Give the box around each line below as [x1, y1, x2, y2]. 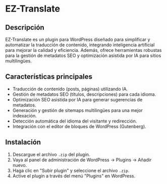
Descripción [5, 23, 44, 32]
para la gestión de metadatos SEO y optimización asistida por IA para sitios [5, 52, 161, 58]
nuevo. [12, 162, 27, 168]
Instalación [5, 138, 41, 147]
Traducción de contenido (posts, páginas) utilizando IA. [12, 86, 128, 92]
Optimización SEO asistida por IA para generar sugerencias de [12, 96, 143, 102]
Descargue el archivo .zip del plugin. [12, 151, 90, 157]
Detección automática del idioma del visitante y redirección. [12, 118, 137, 124]
